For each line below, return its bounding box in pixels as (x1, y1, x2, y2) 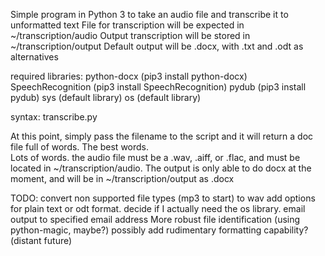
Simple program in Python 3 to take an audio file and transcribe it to (10, 9, 289, 20)
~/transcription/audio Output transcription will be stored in (10, 30, 251, 41)
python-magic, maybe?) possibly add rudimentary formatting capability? (10, 224, 309, 236)
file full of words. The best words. (10, 141, 150, 153)
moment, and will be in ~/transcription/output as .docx (10, 173, 235, 184)
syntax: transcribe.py (10, 111, 98, 123)
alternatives (10, 51, 59, 63)
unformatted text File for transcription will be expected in (10, 19, 245, 31)
